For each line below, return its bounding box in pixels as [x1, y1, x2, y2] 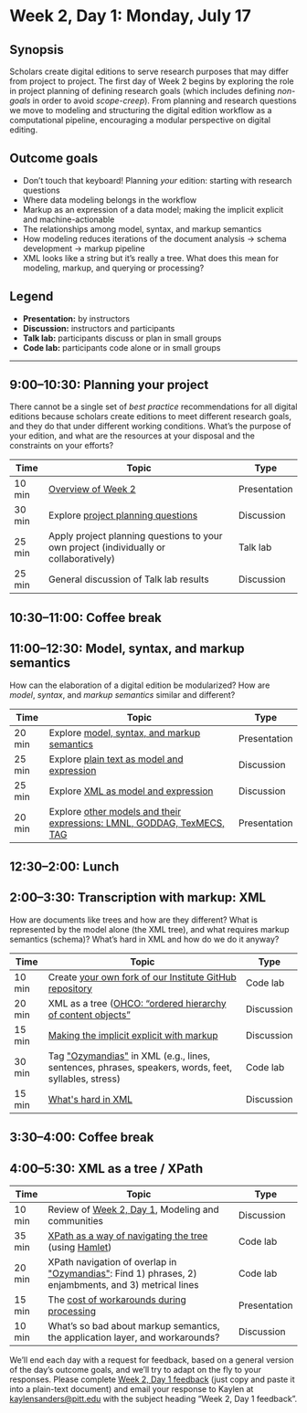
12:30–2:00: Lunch [9, 859, 120, 875]
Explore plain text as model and [48, 753, 184, 765]
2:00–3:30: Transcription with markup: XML [9, 890, 267, 905]
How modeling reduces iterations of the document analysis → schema [22, 233, 287, 244]
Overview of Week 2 [48, 483, 136, 496]
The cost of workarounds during [48, 1293, 187, 1306]
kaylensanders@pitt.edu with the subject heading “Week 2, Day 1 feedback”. [9, 1394, 298, 1405]
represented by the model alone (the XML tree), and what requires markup [9, 923, 290, 934]
